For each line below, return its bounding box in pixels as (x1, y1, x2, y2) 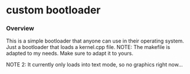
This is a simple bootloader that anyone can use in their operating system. (6, 37, 184, 44)
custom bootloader (6, 3, 101, 17)
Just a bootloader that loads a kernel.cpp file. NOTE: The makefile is (6, 44, 171, 51)
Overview (6, 24, 34, 33)
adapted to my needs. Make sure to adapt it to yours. (6, 50, 133, 57)
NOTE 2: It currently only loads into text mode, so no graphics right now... (6, 61, 183, 68)
